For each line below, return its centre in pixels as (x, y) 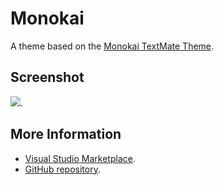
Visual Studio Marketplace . (80, 158)
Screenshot (47, 77)
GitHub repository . (62, 169)
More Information (66, 134)
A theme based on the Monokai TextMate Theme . (112, 46)
